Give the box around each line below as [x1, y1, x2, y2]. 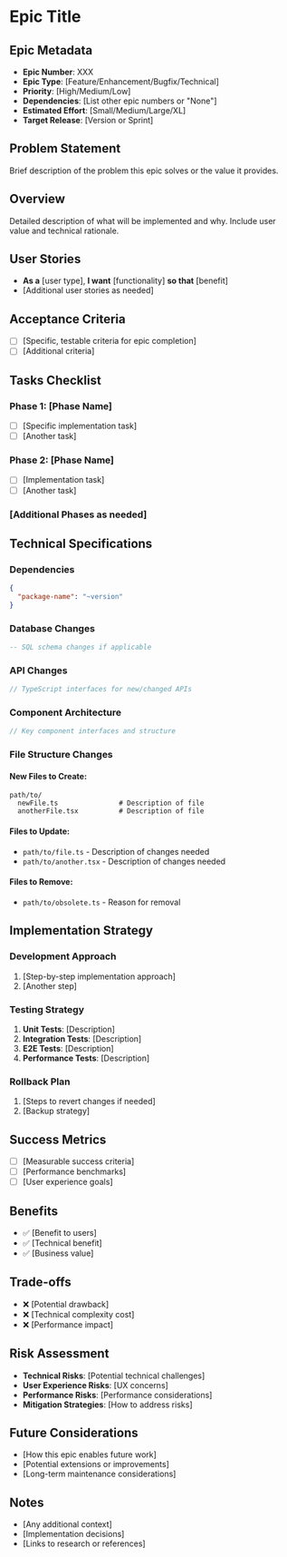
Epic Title [9, 6, 81, 27]
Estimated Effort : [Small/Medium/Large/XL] [22, 105, 187, 115]
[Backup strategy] [22, 1105, 91, 1117]
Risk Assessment [9, 1346, 110, 1362]
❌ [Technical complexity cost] [22, 1308, 135, 1319]
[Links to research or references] [22, 1538, 147, 1549]
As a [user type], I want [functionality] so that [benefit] [22, 275, 229, 287]
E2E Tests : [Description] [22, 1043, 115, 1053]
